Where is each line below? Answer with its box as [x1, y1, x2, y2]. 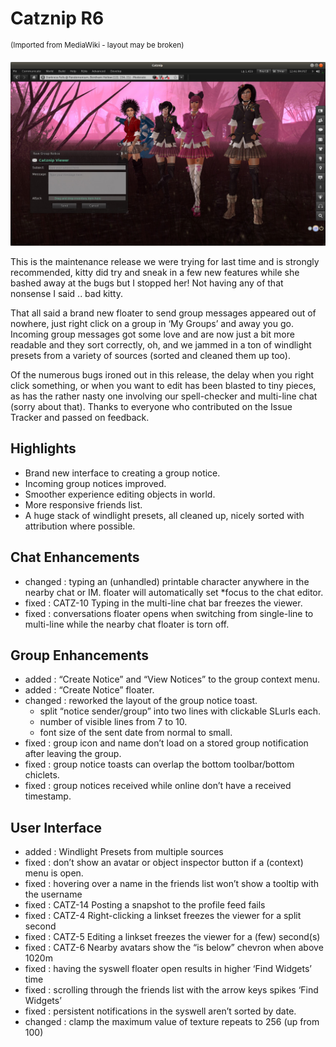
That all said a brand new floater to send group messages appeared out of [10, 307, 317, 319]
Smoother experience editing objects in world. [24, 488, 216, 500]
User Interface [10, 819, 103, 836]
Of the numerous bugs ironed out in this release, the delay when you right [10, 368, 315, 381]
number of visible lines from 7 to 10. [39, 716, 188, 728]
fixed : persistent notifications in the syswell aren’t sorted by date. [24, 1005, 297, 1017]
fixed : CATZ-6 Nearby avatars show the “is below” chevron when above [24, 942, 324, 954]
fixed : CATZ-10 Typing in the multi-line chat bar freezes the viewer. [24, 597, 303, 609]
